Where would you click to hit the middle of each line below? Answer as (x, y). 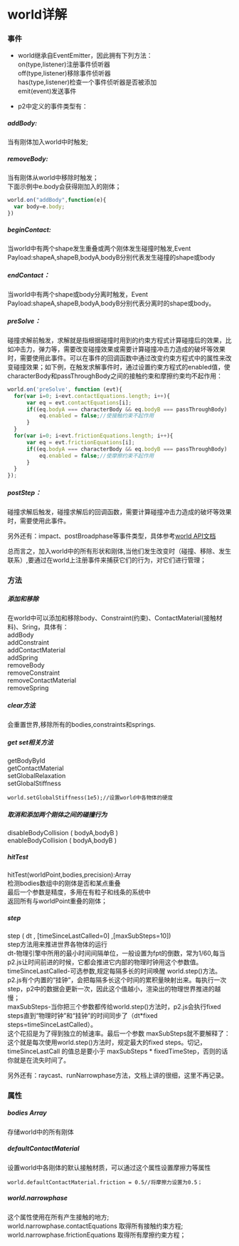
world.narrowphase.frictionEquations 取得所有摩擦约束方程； (97, 1235)
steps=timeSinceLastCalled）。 (52, 1024)
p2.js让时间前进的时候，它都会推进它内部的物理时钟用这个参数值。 (105, 962)
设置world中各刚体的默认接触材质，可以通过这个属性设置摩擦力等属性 (109, 1168)
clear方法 (21, 705)
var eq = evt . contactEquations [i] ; (79, 403)
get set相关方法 (30, 742)
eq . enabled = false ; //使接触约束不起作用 (96, 416)
